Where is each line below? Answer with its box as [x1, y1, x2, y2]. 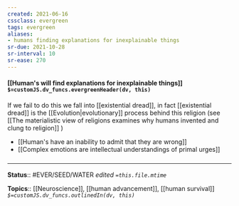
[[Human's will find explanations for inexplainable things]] [7, 79, 183, 88]
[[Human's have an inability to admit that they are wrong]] [17, 137, 187, 146]
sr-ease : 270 [7, 57, 46, 64]
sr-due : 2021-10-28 [7, 43, 65, 51]
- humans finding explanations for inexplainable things [7, 37, 180, 44]
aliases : [7, 30, 33, 38]
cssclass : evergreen [7, 17, 69, 24]
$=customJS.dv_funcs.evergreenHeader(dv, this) [7, 86, 152, 93]
